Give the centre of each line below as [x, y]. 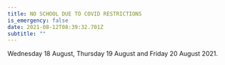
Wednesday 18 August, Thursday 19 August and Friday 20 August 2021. [113, 54]
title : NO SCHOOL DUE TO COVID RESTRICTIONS [75, 14]
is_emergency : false [38, 20]
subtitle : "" [27, 34]
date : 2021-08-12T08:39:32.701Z [55, 27]
